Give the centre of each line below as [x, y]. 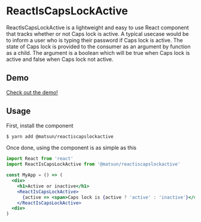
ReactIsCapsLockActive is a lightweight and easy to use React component [98, 27]
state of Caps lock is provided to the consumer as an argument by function [98, 47]
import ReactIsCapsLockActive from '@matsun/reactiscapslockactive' [93, 164]
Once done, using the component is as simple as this [71, 148]
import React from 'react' [40, 159]
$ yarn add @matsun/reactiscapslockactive [60, 136]
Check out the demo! [32, 92]
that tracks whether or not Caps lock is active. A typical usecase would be [98, 33]
